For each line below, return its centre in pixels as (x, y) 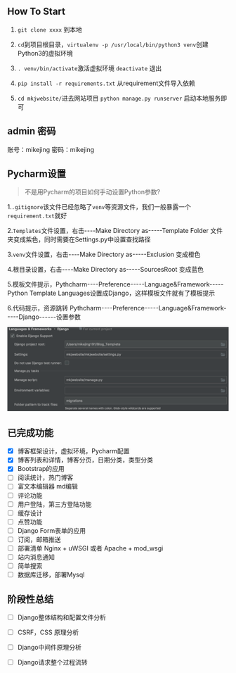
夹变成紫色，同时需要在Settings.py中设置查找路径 (79, 239)
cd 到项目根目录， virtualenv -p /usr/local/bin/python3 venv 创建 (113, 44)
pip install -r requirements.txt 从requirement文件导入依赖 (106, 83)
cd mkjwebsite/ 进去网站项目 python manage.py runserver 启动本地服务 (119, 98)
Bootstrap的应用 (41, 469)
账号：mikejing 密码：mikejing (51, 149)
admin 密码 (32, 131)
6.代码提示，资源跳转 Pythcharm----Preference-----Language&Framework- (117, 308)
